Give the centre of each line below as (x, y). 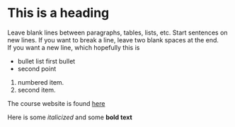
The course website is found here (56, 103)
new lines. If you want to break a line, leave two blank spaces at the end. (113, 40)
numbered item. (41, 82)
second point (37, 68)
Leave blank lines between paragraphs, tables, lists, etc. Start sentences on (117, 32)
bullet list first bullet (46, 61)
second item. (36, 90)
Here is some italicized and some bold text (70, 117)
